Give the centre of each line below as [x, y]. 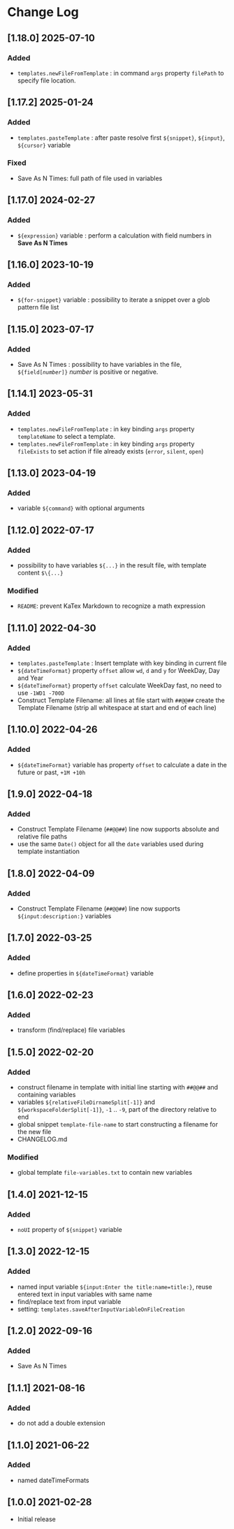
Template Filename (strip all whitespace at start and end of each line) [117, 707]
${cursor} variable [44, 145]
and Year [30, 678]
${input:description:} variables [64, 916]
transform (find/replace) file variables [71, 1030]
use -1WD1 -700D [41, 693]
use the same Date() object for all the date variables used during [110, 844]
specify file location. [46, 80]
